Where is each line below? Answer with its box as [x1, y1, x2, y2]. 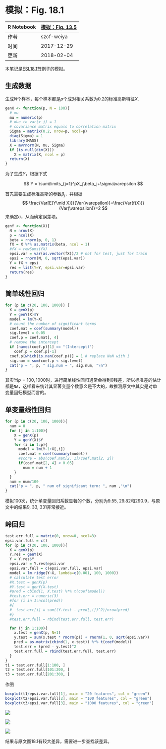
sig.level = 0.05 [9, 331, 46, 335]
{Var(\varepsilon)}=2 [58, 205, 101, 211]
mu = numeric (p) [9, 115, 43, 120]
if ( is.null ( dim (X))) [9, 147, 55, 152]
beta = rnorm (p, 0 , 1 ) [9, 237, 56, 243]
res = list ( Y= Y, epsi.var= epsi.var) [9, 265, 85, 270]
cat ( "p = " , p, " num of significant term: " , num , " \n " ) [9, 484, 132, 489]
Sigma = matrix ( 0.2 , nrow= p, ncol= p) [9, 129, 88, 134]
